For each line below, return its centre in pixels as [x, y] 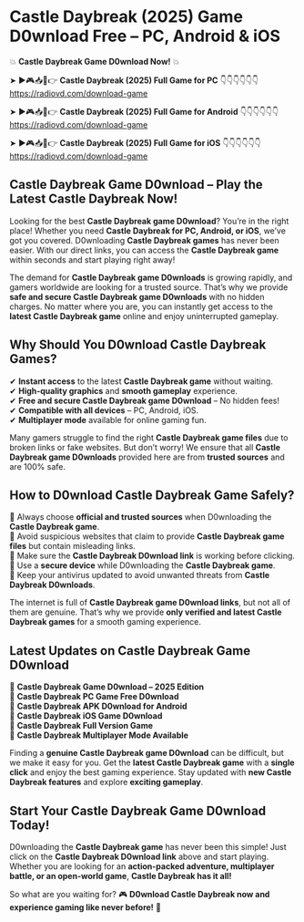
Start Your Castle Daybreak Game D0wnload [138, 810]
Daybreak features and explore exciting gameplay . [106, 782]
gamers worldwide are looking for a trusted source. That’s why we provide [149, 287]
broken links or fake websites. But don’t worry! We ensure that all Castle [145, 447]
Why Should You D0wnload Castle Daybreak [138, 345]
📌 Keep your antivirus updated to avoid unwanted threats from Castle [140, 575]
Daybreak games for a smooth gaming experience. [106, 622]
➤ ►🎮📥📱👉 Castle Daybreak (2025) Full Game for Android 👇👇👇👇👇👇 [144, 111]
